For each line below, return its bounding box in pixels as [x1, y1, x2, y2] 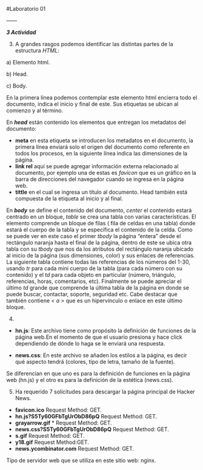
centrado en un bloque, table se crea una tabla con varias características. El [6, 213, 196, 220]
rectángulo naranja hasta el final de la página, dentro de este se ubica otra [6, 239, 192, 246]
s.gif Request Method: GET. [15, 432, 85, 439]
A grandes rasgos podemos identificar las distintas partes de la [15, 41, 174, 47]
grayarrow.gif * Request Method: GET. [15, 419, 112, 426]
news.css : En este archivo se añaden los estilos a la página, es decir [15, 352, 187, 359]
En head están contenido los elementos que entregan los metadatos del [6, 118, 186, 126]
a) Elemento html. [6, 59, 50, 66]
